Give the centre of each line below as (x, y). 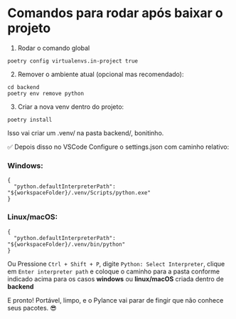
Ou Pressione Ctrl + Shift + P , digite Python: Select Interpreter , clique (116, 263)
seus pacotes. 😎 (32, 308)
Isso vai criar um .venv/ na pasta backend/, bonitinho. (86, 132)
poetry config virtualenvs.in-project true (73, 61)
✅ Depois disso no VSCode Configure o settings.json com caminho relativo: (118, 147)
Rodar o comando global (54, 48)
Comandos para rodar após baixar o (115, 13)
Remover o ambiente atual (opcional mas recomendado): (101, 74)
